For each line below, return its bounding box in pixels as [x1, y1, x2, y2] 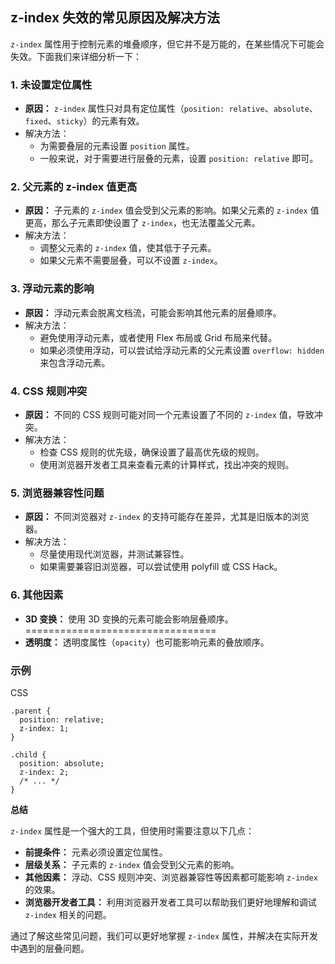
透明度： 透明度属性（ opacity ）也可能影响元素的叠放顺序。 [24, 636, 270, 648]
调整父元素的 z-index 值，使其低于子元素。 [39, 242, 217, 254]
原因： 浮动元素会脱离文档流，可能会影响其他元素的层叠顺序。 [24, 306, 282, 318]
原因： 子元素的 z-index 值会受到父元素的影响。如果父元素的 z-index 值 [24, 204, 320, 217]
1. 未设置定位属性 [10, 78, 93, 92]
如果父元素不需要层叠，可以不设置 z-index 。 [39, 254, 223, 267]
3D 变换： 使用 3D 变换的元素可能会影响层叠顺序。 [24, 613, 234, 625]
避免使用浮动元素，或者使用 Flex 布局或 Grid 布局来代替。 [39, 331, 278, 343]
